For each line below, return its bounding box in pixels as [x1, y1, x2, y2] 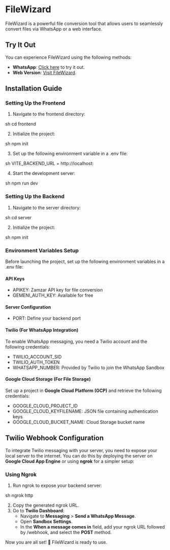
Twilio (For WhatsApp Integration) [5, 327, 79, 333]
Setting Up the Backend [5, 193, 65, 200]
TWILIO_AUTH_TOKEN [12, 359, 60, 365]
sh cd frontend [5, 121, 37, 127]
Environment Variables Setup [5, 247, 79, 254]
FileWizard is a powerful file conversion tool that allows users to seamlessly [5, 20, 163, 27]
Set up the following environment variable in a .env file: [12, 150, 128, 156]
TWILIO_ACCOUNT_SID [12, 353, 62, 360]
